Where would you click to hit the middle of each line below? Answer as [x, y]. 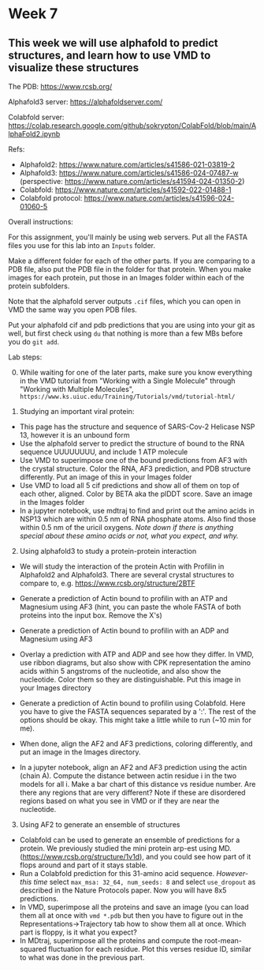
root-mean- [223, 940]
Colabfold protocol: [51, 198]
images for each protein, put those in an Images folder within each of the [126, 278]
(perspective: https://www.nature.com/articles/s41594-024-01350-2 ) [132, 181]
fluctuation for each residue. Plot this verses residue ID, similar [150, 949]
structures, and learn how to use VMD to [110, 55]
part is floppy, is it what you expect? [78, 932]
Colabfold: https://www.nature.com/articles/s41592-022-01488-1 [125, 190]
